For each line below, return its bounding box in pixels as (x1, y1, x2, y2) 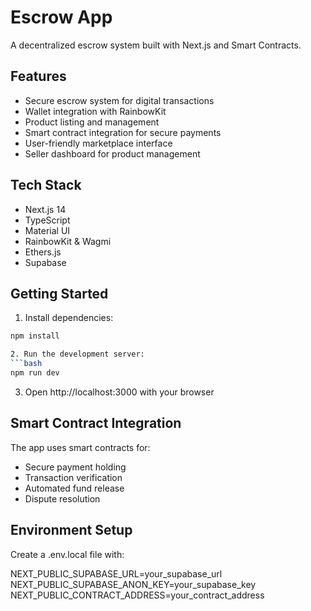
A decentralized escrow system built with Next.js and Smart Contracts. (10, 39, 302, 51)
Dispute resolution (24, 492, 101, 505)
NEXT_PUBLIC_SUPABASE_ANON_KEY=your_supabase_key (10, 578, 257, 590)
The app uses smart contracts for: (10, 441, 151, 453)
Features (10, 68, 67, 85)
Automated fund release (24, 482, 125, 494)
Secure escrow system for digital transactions (24, 94, 215, 106)
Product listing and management (24, 116, 160, 128)
